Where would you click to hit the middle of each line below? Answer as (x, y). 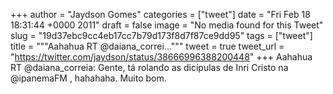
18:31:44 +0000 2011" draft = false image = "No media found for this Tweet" (167, 25)
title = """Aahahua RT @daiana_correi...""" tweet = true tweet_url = (147, 46)
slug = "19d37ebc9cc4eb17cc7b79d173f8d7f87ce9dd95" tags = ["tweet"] (161, 35)
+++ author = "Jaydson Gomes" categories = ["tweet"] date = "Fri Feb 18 (160, 14)
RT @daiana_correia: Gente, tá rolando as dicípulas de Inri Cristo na (149, 67)
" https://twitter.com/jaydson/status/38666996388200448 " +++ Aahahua (161, 57)
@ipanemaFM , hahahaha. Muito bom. (88, 78)
